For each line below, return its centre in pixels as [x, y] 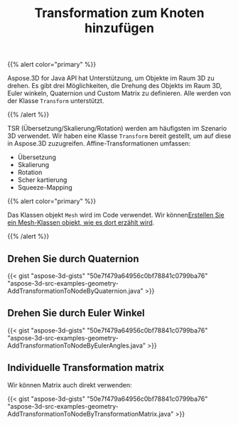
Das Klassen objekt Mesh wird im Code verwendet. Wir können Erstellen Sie [116, 215]
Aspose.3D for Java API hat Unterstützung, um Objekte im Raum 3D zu [111, 78]
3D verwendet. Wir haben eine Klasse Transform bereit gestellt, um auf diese [119, 136]
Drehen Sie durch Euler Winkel [76, 313]
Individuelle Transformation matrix [86, 368]
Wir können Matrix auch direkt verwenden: [70, 384]
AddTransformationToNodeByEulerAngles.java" [77, 345]
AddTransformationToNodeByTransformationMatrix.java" [91, 414]
